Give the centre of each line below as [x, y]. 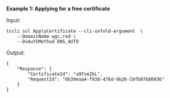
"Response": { [34, 69]
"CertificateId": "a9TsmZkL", [65, 74]
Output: [16, 53]
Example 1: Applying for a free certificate [58, 9]
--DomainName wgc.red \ [47, 36]
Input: [13, 20]
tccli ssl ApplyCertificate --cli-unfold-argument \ [75, 31]
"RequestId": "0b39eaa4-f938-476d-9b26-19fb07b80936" [96, 79]
